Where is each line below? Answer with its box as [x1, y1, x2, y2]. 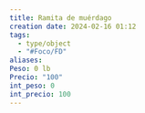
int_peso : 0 [9, 81, 55, 90]
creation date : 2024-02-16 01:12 [9, 22, 137, 31]
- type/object [17, 38, 71, 48]
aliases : [9, 56, 43, 65]
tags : [9, 30, 30, 39]
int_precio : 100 [9, 89, 71, 98]
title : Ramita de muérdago [9, 13, 112, 23]
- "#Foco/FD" [17, 47, 67, 56]
